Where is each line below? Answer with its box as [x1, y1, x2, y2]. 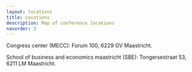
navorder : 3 [6, 25, 36, 32]
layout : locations [6, 8, 53, 15]
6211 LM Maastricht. [6, 60, 56, 67]
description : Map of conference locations [6, 20, 115, 26]
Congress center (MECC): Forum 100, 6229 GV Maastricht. [6, 42, 153, 49]
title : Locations [6, 14, 50, 20]
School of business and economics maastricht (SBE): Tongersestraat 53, [6, 53, 187, 61]
